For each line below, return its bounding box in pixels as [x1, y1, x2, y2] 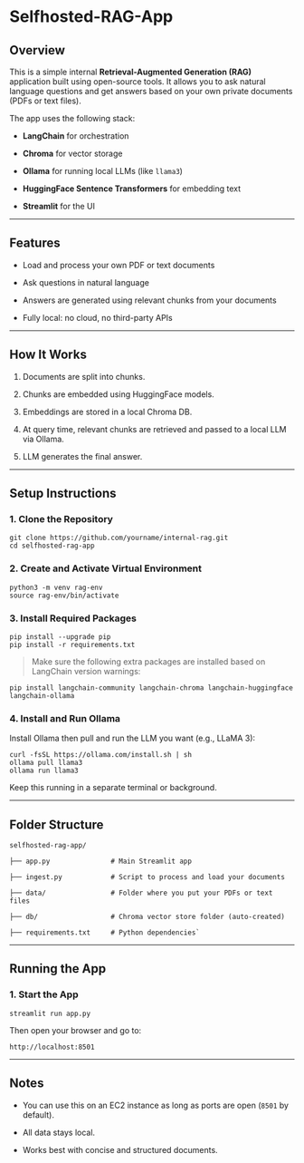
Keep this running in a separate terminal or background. [9, 782, 217, 793]
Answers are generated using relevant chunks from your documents [22, 295, 278, 305]
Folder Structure [9, 817, 104, 832]
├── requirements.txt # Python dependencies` [9, 928, 201, 937]
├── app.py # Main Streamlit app [9, 857, 193, 867]
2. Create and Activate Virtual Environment [9, 562, 202, 575]
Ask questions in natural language [22, 276, 149, 287]
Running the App [9, 961, 107, 976]
